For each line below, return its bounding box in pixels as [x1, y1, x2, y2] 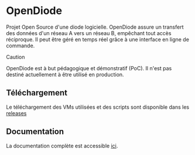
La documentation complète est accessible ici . [6, 142, 118, 149]
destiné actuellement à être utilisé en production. [6, 71, 124, 78]
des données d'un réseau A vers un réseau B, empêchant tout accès [6, 29, 172, 36]
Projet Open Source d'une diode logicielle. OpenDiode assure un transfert [6, 23, 184, 30]
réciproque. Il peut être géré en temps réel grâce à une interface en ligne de [6, 36, 189, 43]
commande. [6, 42, 35, 49]
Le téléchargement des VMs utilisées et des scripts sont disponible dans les [6, 104, 189, 111]
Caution [6, 53, 25, 60]
